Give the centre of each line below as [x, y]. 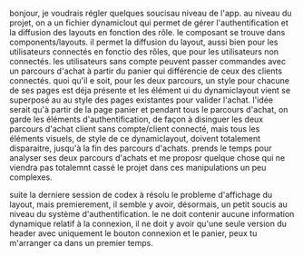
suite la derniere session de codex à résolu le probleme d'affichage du [141, 195]
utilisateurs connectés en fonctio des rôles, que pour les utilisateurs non [144, 52]
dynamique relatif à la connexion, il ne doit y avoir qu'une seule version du [148, 223]
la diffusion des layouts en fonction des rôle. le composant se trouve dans [147, 32]
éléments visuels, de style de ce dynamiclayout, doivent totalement [135, 138]
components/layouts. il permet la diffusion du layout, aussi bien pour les [144, 42]
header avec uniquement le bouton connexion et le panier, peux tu [133, 233]
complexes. [31, 177]
